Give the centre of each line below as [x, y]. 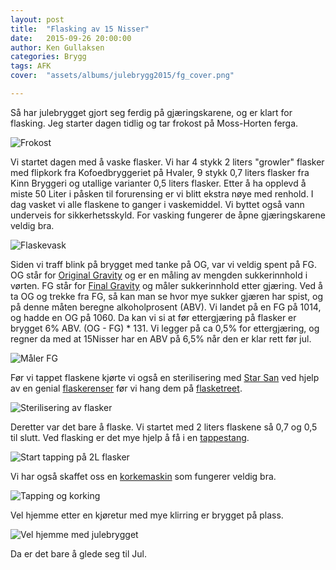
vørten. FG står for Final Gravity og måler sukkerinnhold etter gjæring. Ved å [166, 285]
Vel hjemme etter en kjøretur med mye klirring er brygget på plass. [147, 515]
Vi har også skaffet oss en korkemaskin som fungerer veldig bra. [143, 476]
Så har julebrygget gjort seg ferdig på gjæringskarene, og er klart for [151, 112]
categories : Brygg [48, 57]
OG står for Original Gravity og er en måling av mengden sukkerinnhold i [159, 275]
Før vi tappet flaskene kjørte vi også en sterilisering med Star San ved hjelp [165, 377]
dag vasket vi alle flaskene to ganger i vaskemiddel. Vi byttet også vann [157, 204]
